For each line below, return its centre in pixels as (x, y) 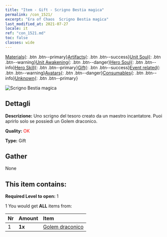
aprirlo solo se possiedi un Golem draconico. (51, 121)
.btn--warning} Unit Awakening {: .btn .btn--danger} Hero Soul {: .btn (74, 62)
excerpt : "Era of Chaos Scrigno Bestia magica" (57, 19)
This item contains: (36, 184)
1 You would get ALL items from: (39, 206)
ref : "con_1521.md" (26, 33)
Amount (28, 218)
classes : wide (20, 43)
